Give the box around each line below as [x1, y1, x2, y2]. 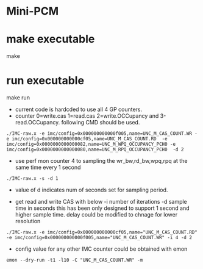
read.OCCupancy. [15, 119, 60, 126]
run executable [6, 74, 84, 88]
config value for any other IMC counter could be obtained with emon [15, 245, 188, 253]
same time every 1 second [15, 163, 81, 171]
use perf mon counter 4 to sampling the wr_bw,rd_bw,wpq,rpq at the [15, 157, 188, 165]
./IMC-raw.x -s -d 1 [6, 176, 59, 182]
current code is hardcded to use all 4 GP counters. [15, 106, 142, 113]
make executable [6, 32, 95, 46]
